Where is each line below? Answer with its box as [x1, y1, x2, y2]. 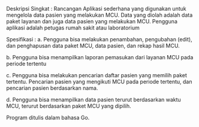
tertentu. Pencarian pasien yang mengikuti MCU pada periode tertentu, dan [6, 78, 192, 85]
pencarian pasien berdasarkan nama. [6, 84, 98, 92]
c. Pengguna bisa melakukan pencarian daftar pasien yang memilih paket [6, 72, 187, 78]
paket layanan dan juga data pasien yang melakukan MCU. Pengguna [6, 18, 178, 25]
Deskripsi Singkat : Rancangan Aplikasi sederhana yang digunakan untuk [6, 5, 187, 12]
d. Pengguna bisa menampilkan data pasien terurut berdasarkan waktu [6, 96, 181, 103]
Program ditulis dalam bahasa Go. [6, 114, 90, 121]
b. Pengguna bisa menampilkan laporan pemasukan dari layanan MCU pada [6, 54, 194, 61]
